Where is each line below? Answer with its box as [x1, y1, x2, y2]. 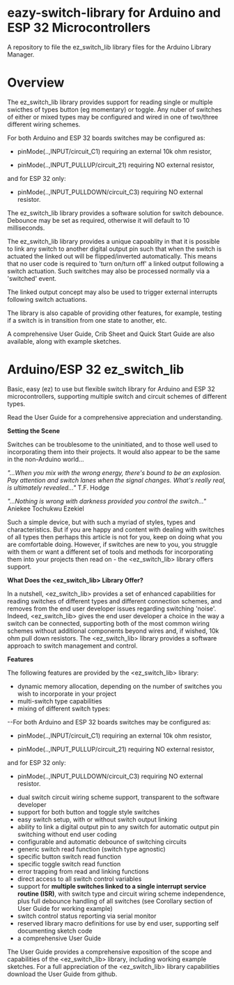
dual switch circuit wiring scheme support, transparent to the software [17, 793, 219, 801]
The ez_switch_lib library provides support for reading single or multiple [7, 98, 213, 106]
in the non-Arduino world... [7, 455, 85, 463]
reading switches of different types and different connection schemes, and [7, 597, 222, 605]
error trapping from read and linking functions [17, 867, 149, 875]
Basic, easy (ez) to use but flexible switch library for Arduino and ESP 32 [7, 384, 215, 393]
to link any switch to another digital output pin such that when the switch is [7, 245, 222, 253]
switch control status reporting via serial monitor [17, 912, 157, 920]
